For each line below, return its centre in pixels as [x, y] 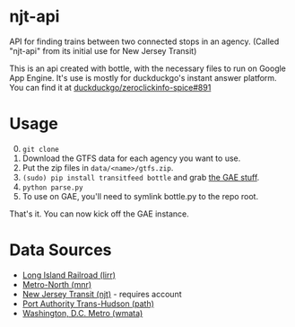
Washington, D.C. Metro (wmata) [82, 313]
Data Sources [61, 250]
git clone [41, 149]
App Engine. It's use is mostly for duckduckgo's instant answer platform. [143, 77]
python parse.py [52, 187]
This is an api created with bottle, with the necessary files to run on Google [148, 68]
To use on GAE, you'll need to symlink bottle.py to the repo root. [140, 196]
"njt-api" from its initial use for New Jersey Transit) [103, 50]
